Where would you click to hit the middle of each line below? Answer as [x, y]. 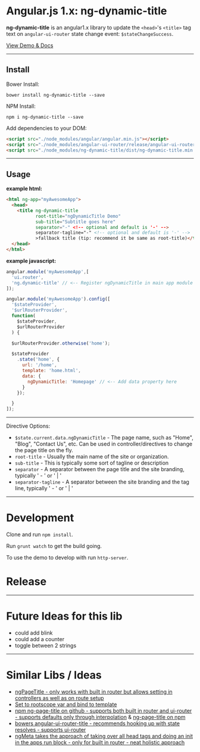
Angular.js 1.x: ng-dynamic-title [87, 11]
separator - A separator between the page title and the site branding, [99, 469]
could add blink [34, 633]
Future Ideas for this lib [64, 616]
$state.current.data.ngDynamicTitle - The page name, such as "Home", [104, 438]
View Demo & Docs [30, 45]
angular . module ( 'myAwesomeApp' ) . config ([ [58, 299]
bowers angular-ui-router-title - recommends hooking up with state [97, 723]
